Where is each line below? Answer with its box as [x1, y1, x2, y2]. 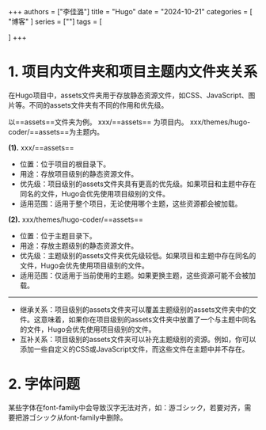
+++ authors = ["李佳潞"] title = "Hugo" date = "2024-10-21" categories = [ [8, 7, 253, 16]
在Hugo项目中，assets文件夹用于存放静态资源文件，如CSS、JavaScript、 [8, 90, 249, 100]
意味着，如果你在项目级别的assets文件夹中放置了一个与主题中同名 [40, 314, 256, 324]
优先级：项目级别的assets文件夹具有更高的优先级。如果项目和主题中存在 [19, 179, 256, 188]
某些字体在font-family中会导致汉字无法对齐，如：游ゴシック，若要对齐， [8, 402, 245, 412]
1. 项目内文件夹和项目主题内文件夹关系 [8, 63, 258, 81]
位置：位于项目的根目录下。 [19, 159, 111, 169]
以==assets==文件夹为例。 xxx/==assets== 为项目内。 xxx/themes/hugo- [8, 117, 251, 127]
